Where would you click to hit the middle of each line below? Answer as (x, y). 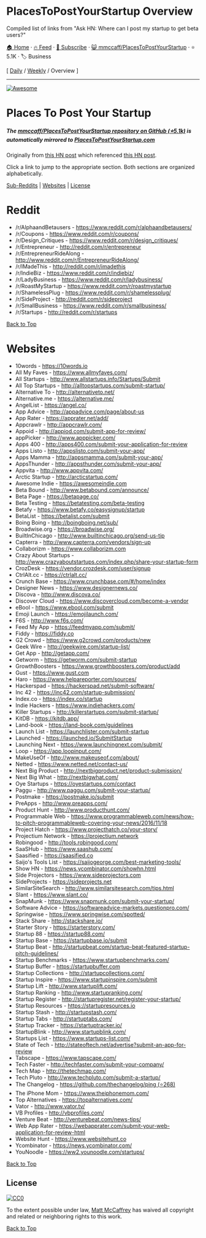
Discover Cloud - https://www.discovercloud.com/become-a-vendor (102, 601)
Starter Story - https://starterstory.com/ (65, 927)
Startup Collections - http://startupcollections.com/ (80, 973)
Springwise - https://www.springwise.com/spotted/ (80, 914)
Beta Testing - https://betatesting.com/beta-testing (80, 503)
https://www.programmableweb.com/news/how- (132, 816)
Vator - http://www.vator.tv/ (50, 1106)
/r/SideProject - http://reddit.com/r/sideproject (74, 299)
